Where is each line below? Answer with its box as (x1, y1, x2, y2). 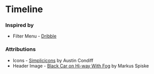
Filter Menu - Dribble (12, 33, 57, 39)
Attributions (5, 46, 36, 53)
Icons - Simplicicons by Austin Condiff (12, 57, 93, 63)
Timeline (5, 4, 43, 15)
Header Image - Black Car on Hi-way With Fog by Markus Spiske (12, 62, 149, 69)
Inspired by (5, 22, 34, 29)
